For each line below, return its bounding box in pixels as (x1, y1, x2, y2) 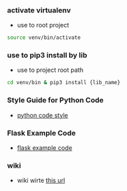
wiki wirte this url (16, 177, 66, 185)
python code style (16, 111, 68, 119)
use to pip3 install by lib (7, 51, 87, 60)
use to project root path (16, 66, 84, 74)
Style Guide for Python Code (7, 95, 104, 105)
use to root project (16, 21, 70, 29)
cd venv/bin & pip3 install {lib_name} (7, 79, 121, 86)
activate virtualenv (7, 5, 71, 15)
